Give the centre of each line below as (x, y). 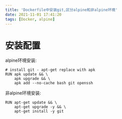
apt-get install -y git (39, 111)
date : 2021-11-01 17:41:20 (33, 15)
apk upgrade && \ (32, 79)
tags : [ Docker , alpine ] (30, 19)
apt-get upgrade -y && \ (40, 107)
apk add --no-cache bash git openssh (54, 83)
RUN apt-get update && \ (31, 103)
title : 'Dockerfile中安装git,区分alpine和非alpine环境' (62, 10)
